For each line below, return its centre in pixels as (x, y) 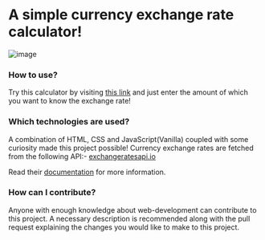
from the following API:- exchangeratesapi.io (82, 156)
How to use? (33, 75)
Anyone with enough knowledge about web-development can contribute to (132, 209)
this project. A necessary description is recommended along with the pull (129, 218)
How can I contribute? (52, 193)
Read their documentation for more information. (87, 172)
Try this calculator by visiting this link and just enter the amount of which (128, 92)
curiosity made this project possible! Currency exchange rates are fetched (131, 148)
